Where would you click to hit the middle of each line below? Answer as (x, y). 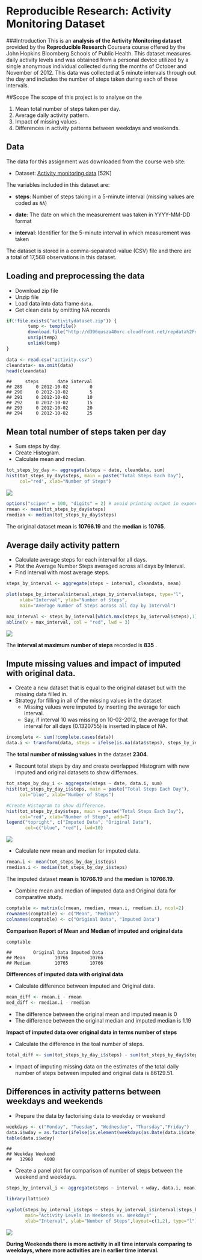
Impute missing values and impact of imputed (93, 664)
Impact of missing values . (47, 121)
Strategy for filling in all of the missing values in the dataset (88, 701)
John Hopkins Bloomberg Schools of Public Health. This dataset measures (99, 53)
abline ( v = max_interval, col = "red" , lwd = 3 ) (68, 622)
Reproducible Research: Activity (89, 11)
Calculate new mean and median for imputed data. (77, 851)
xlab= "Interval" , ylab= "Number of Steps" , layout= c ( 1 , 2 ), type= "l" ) (111, 1221)
